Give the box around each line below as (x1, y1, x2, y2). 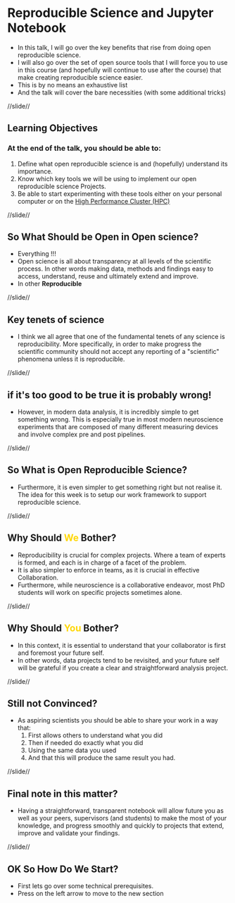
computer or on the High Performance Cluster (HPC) (17, 197, 170, 205)
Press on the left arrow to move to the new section (17, 889, 164, 897)
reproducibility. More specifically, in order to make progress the (17, 340, 202, 348)
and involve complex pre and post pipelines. (17, 430, 146, 438)
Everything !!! (17, 250, 56, 258)
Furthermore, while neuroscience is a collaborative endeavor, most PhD (17, 580, 225, 589)
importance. (17, 167, 53, 176)
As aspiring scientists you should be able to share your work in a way (17, 716, 218, 725)
